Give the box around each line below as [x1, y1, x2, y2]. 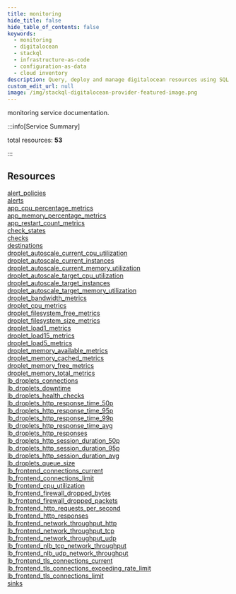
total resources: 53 [7, 136, 63, 145]
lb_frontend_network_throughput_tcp [7, 526, 115, 535]
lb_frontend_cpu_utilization [7, 481, 85, 489]
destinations [7, 241, 44, 249]
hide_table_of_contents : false [7, 23, 100, 30]
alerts [7, 196, 24, 205]
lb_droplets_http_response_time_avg [7, 421, 113, 429]
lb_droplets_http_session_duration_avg [7, 451, 120, 460]
